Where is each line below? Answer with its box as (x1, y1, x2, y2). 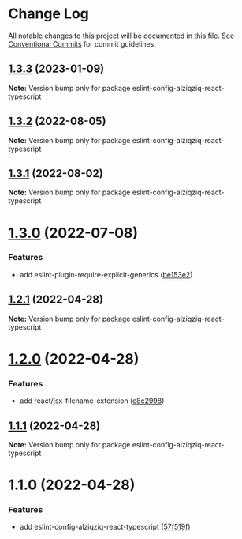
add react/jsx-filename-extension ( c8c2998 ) (19, 396, 165, 405)
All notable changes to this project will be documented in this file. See (8, 31, 235, 40)
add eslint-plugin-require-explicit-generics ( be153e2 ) (19, 269, 193, 279)
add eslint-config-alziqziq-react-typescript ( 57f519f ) (19, 522, 191, 532)
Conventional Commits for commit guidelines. (8, 39, 156, 48)
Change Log (8, 5, 89, 23)
